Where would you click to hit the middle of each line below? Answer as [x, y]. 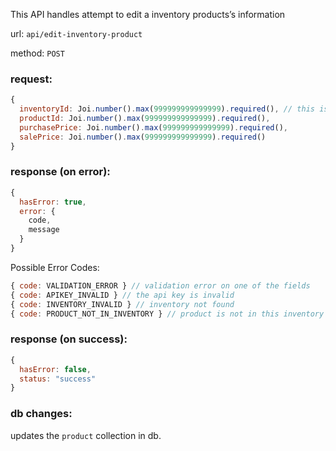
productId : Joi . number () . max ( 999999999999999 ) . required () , [145, 119]
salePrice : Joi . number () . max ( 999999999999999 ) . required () [143, 137]
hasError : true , [53, 202]
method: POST [37, 53]
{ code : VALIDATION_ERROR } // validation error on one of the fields [160, 285]
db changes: [41, 414]
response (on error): [60, 172]
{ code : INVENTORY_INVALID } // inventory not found [122, 304]
